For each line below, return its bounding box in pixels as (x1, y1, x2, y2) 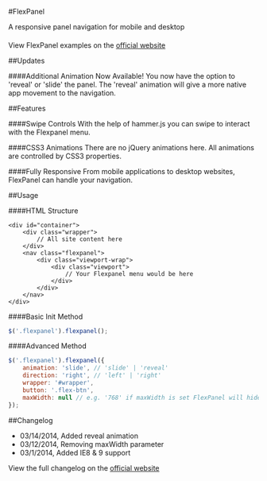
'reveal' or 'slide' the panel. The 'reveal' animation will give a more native (8, 80, 247, 89)
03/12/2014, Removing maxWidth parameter (19, 439, 164, 448)
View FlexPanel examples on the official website (8, 40, 166, 50)
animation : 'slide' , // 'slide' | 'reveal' (22, 364, 169, 372)
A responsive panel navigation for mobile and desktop (8, 22, 185, 31)
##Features (8, 103, 46, 113)
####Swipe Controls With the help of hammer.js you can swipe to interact (8, 118, 250, 128)
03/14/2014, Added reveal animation (19, 431, 139, 440)
